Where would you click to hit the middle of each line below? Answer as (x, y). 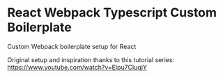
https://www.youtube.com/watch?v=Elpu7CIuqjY (77, 67)
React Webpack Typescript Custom (112, 13)
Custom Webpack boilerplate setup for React (72, 46)
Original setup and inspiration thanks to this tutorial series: (91, 59)
